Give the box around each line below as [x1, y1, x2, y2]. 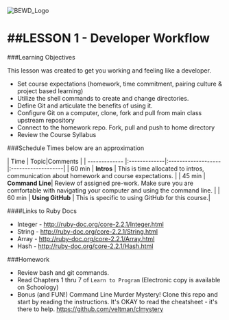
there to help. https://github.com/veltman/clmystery [16, 305, 164, 313]
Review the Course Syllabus [16, 130, 97, 138]
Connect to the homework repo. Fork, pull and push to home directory [16, 123, 215, 132]
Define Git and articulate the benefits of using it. [16, 101, 153, 110]
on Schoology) [16, 283, 59, 291]
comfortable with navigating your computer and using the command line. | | [7, 186, 221, 195]
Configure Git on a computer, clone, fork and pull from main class [16, 108, 202, 116]
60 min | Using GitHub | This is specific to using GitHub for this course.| [7, 193, 210, 201]
